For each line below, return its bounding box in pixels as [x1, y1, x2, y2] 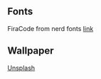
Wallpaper [7, 45, 55, 57]
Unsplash [7, 63, 36, 72]
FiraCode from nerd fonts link [7, 24, 94, 32]
